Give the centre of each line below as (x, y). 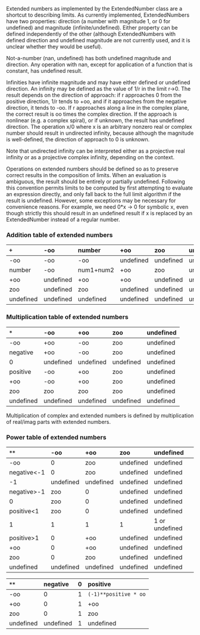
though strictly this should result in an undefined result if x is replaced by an (99, 213)
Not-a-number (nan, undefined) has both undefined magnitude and (89, 58)
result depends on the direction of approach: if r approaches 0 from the (94, 95)
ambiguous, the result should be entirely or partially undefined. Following (96, 182)
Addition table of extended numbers (60, 235)
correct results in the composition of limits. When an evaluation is (86, 175)
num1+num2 (96, 270)
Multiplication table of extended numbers (68, 317)
